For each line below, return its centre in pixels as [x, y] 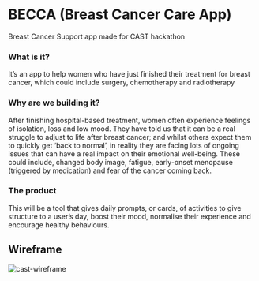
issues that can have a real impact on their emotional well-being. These [124, 154]
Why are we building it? [54, 103]
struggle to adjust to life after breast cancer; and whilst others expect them [130, 137]
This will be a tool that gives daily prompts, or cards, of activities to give [125, 208]
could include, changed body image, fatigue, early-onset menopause [120, 162]
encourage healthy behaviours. [59, 225]
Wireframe [35, 250]
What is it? [29, 57]
